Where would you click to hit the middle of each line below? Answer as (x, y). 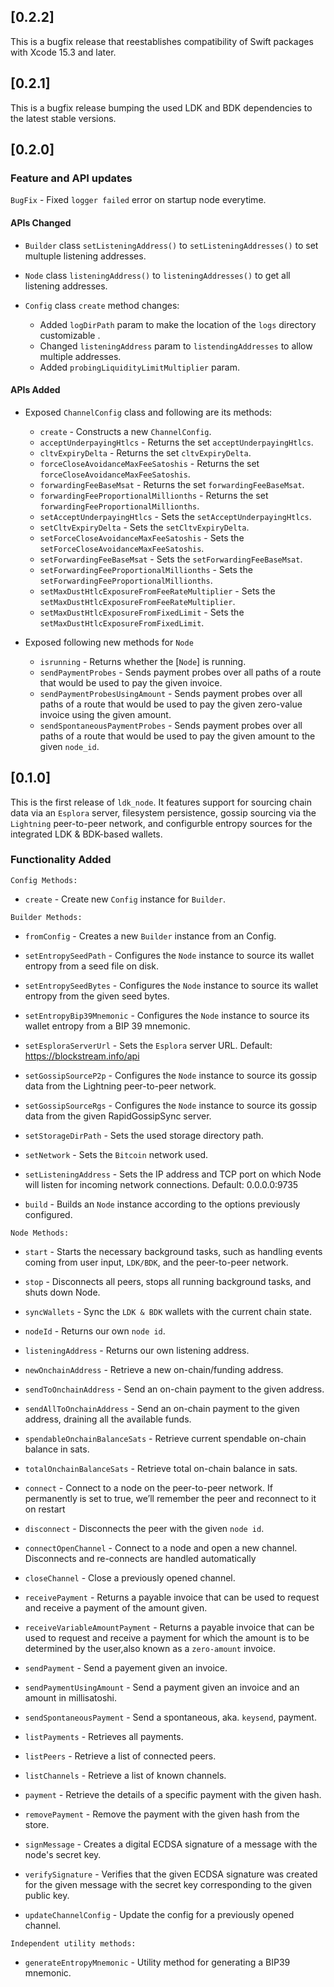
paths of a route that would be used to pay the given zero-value (171, 704)
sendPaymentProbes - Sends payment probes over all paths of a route (180, 672)
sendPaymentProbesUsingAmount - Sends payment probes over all (171, 693)
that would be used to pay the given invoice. (131, 682)
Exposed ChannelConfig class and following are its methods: (148, 412)
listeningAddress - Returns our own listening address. (137, 1350)
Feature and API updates (71, 178)
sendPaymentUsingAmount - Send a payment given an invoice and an (162, 1687)
